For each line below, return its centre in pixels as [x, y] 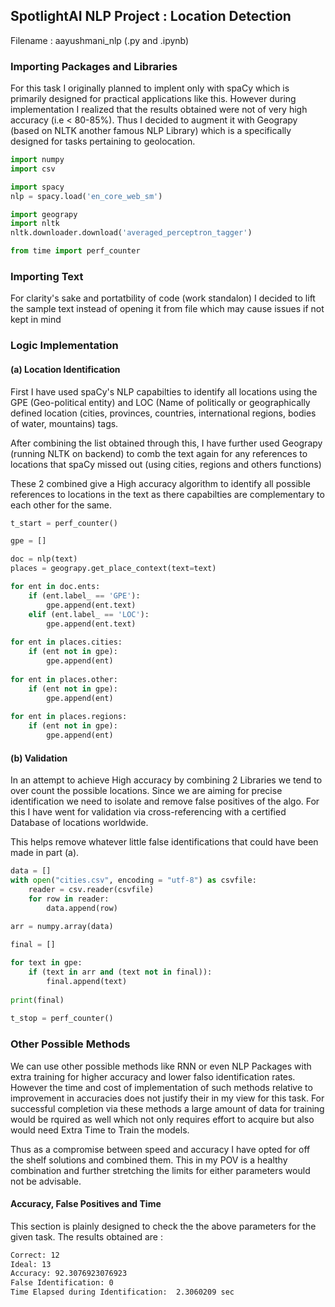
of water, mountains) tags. [64, 423]
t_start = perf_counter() [64, 523]
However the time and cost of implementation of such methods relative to [161, 1087]
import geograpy [44, 214]
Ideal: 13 [31, 1264]
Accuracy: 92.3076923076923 [69, 1274]
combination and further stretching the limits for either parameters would [160, 1170]
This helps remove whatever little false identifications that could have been [164, 842]
